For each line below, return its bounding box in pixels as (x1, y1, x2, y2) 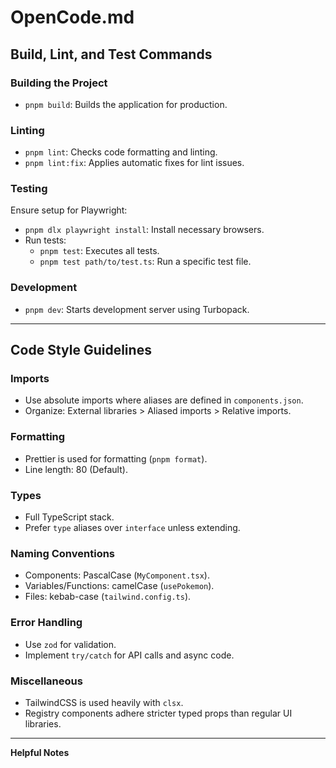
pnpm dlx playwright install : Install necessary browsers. (24, 224, 265, 236)
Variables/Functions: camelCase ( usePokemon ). (24, 580, 215, 592)
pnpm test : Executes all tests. (39, 245, 160, 257)
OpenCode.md (10, 6, 135, 29)
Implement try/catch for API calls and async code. (24, 649, 235, 661)
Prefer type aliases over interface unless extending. (24, 522, 241, 534)
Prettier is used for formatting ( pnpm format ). (24, 452, 208, 465)
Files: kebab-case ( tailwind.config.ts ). (24, 591, 192, 603)
